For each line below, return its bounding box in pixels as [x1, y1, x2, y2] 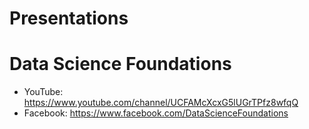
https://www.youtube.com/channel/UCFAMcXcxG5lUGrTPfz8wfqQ [23, 97, 299, 109]
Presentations [9, 7, 129, 30]
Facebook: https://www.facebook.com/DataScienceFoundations [23, 107, 289, 119]
